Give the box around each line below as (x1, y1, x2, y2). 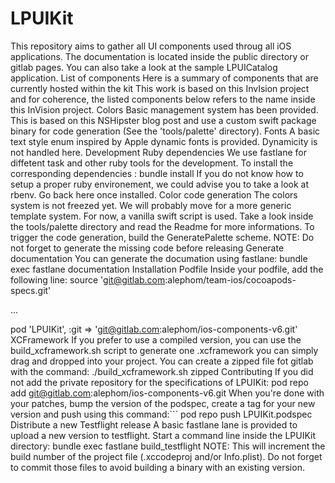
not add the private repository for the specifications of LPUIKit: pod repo (10, 376, 309, 388)
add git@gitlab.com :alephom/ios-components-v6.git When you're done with (10, 387, 325, 399)
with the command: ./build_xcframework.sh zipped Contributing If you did (10, 365, 314, 377)
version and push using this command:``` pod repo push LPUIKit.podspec (10, 408, 313, 420)
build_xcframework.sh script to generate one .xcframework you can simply (10, 344, 319, 356)
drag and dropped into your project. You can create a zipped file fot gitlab (10, 355, 314, 367)
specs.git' (10, 284, 52, 296)
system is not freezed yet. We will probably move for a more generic (10, 199, 292, 211)
